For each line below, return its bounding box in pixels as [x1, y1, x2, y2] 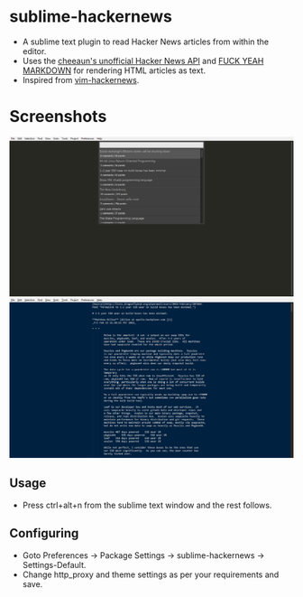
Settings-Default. [22, 559, 87, 570]
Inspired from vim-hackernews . [22, 74, 140, 85]
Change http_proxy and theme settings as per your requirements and [22, 569, 280, 580]
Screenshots [9, 107, 107, 127]
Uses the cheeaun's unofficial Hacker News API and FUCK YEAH [22, 55, 264, 66]
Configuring [9, 526, 79, 541]
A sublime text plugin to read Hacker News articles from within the [22, 36, 269, 47]
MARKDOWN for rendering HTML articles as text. [22, 65, 206, 76]
